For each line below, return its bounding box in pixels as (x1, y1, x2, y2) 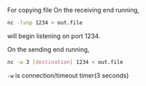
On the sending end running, (7, 45, 89, 53)
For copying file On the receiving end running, (7, 6, 140, 14)
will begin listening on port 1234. (7, 31, 101, 40)
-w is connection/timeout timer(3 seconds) (7, 71, 129, 79)
